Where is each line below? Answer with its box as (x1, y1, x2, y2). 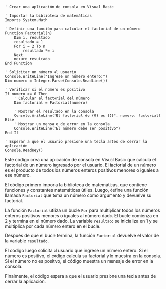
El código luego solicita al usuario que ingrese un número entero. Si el (5, 248, 148, 253)
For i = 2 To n (14, 44, 46, 49)
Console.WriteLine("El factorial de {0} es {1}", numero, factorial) (14, 113, 161, 118)
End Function (5, 61, 32, 66)
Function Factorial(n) (5, 31, 52, 36)
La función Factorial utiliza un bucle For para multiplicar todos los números (5, 207, 160, 213)
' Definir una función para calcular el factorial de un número (5, 26, 141, 31)
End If (5, 130, 19, 135)
